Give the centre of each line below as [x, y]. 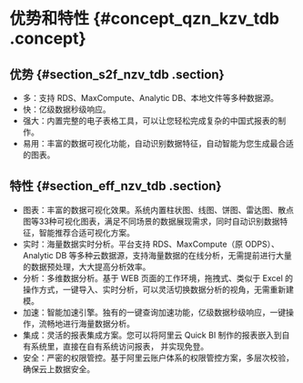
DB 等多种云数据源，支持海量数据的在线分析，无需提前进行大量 [174, 255]
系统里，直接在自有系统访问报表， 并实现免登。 [120, 346]
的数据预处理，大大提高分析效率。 [86, 267]
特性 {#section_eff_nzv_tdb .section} [116, 186]
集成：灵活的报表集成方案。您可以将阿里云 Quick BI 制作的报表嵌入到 [152, 335]
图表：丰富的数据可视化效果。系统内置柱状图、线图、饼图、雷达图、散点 [158, 209]
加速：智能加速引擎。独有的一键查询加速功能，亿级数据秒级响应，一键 [154, 312]
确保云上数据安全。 [59, 368]
